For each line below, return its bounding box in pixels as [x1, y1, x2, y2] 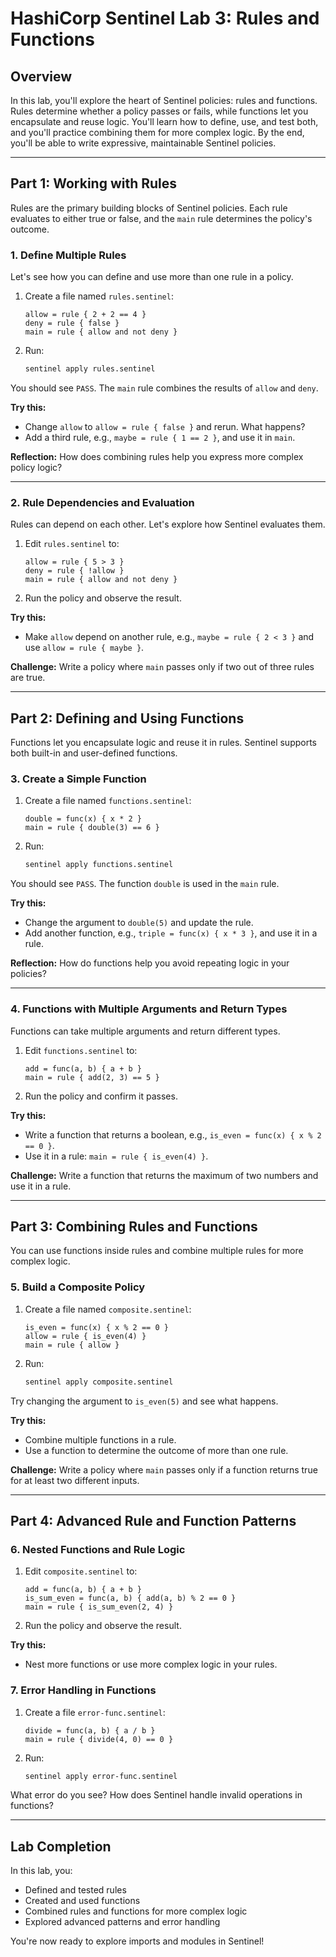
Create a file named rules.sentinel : [24, 290, 174, 302]
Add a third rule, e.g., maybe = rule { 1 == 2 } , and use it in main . [24, 431, 296, 443]
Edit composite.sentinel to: [24, 1565, 138, 1577]
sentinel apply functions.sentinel [24, 860, 174, 870]
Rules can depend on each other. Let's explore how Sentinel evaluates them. [10, 518, 326, 531]
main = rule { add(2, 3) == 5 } [24, 1072, 160, 1082]
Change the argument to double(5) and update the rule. [24, 917, 254, 929]
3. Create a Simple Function [10, 772, 147, 786]
